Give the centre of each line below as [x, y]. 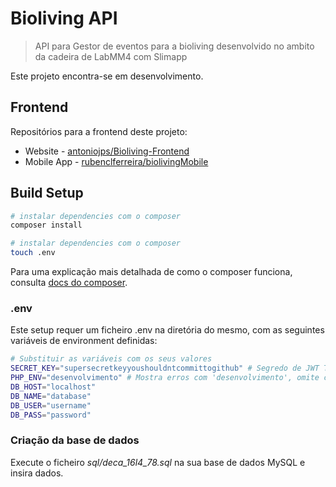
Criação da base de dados [75, 440]
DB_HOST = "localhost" [53, 387]
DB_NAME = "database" [51, 396]
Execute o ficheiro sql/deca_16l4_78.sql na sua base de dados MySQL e [158, 462]
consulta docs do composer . [69, 283]
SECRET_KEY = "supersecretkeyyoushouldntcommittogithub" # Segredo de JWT [165, 368]
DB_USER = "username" [51, 405]
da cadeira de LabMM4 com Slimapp [111, 56]
